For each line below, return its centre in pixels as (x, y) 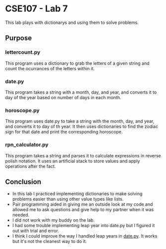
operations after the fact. (30, 166)
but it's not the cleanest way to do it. (50, 242)
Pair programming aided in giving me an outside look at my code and (83, 204)
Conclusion (23, 182)
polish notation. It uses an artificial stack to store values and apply (73, 161)
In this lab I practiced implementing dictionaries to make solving (77, 194)
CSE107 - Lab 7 (36, 9)
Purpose (19, 38)
